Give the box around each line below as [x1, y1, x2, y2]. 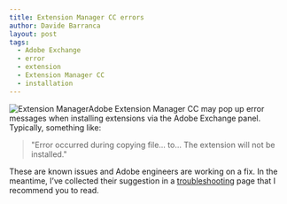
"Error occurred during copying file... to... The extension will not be [30, 139, 275, 150]
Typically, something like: [9, 122, 102, 133]
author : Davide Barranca [9, 21, 101, 30]
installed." [30, 148, 68, 160]
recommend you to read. [9, 184, 99, 195]
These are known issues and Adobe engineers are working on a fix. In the [9, 166, 278, 177]
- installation [17, 79, 74, 88]
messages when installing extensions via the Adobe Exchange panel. [9, 113, 261, 123]
